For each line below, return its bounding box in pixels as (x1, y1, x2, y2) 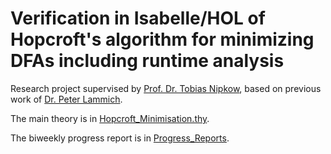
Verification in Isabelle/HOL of (10, 7, 266, 30)
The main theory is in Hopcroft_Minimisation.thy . (10, 112, 210, 124)
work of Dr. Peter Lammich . (10, 93, 123, 105)
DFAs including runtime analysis (10, 50, 285, 72)
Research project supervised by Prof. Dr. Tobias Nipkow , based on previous (10, 82, 322, 94)
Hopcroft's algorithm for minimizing (10, 28, 315, 51)
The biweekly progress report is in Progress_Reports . (10, 132, 230, 144)
